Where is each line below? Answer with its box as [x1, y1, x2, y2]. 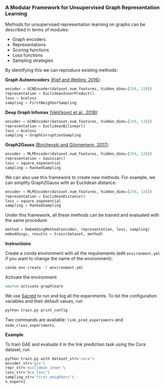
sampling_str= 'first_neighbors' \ [5, 375, 75, 380]
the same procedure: [5, 217, 48, 223]
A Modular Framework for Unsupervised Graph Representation [5, 4, 160, 11]
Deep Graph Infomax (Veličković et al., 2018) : [5, 109, 98, 115]
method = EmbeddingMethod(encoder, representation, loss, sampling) [5, 227, 150, 232]
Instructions [5, 241, 31, 247]
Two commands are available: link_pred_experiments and [5, 316, 123, 322]
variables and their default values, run [5, 298, 83, 304]
